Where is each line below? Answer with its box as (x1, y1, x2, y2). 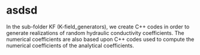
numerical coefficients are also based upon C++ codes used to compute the (6, 35, 195, 43)
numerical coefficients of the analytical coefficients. (6, 42, 135, 49)
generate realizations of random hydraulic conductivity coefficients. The (6, 29, 184, 36)
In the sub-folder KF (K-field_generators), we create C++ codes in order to (6, 23, 190, 30)
